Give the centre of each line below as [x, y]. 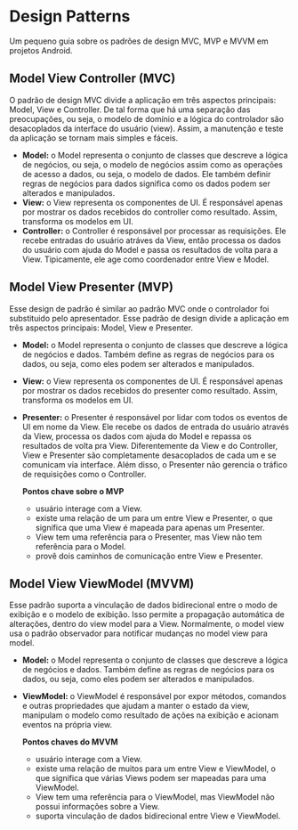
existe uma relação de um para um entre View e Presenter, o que [154, 517]
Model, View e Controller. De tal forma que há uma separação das [130, 110]
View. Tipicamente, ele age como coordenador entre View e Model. [145, 259]
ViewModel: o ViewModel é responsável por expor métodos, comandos [154, 696]
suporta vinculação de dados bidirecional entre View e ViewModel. [158, 816]
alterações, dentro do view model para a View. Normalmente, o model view [147, 624]
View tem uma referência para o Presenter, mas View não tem [149, 537]
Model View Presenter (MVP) [91, 287]
